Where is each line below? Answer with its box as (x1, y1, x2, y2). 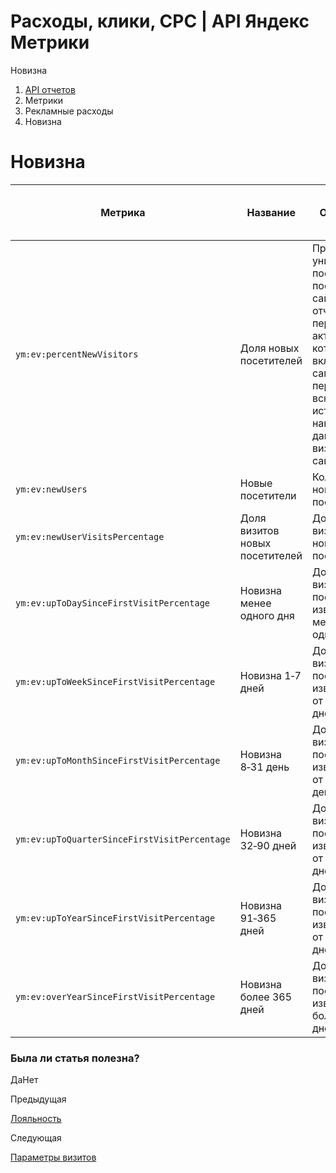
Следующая (10, 1132, 62, 1144)
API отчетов (24, 83, 76, 95)
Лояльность (10, 1113, 62, 1125)
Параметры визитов (10, 1151, 97, 1164)
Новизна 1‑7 (239, 668, 302, 682)
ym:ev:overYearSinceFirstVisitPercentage (15, 991, 216, 1002)
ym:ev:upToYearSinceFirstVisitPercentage (15, 912, 216, 924)
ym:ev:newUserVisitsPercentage (15, 531, 165, 542)
